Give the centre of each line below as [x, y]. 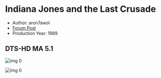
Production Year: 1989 [35, 33]
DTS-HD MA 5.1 [29, 49]
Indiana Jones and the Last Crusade [80, 9]
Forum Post [24, 28]
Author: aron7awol [31, 23]
